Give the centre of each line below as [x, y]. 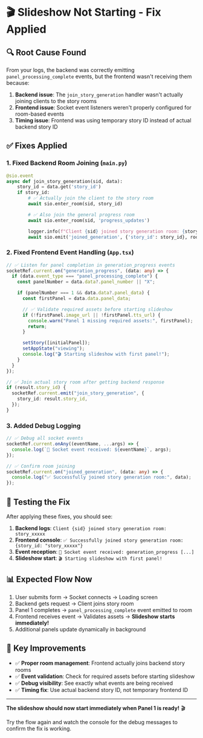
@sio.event [20, 176]
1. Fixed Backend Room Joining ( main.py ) [67, 163]
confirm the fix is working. [39, 728]
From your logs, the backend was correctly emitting [70, 70]
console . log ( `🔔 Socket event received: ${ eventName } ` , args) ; [92, 450]
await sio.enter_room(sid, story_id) [75, 204]
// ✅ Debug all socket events [45, 438]
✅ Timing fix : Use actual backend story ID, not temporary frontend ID [101, 690]
